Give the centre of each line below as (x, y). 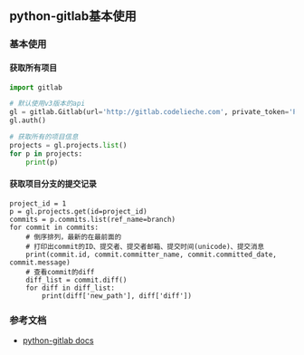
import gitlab (36, 87)
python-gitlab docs (58, 341)
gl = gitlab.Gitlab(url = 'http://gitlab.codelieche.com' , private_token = (149, 112)
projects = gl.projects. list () (68, 145)
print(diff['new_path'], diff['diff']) (117, 296)
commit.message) (40, 262)
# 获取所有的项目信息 (44, 137)
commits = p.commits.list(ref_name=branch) (93, 219)
